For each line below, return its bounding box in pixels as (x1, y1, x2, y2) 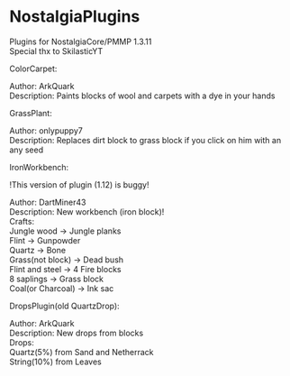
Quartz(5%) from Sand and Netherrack (9, 346, 154, 357)
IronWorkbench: (9, 161, 69, 172)
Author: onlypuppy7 (9, 124, 83, 136)
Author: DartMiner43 (9, 197, 86, 207)
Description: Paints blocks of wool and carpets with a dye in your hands (9, 90, 276, 101)
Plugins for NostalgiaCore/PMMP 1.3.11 (9, 36, 152, 47)
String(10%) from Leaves (9, 356, 102, 367)
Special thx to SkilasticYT (9, 45, 104, 56)
